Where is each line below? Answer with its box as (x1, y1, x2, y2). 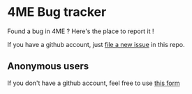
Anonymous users (7, 60, 89, 73)
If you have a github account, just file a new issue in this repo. (7, 40, 185, 48)
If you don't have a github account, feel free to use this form (7, 79, 180, 87)
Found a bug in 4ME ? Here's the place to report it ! (7, 27, 154, 35)
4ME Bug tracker (7, 4, 107, 20)
